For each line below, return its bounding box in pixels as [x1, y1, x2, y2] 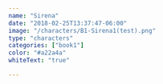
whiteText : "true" [8, 57, 70, 65]
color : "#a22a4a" [8, 49, 67, 57]
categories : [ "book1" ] [8, 42, 84, 50]
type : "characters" [8, 34, 74, 42]
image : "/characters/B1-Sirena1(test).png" [8, 26, 157, 34]
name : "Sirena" [8, 11, 59, 20]
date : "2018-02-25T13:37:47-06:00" [8, 19, 128, 27]
